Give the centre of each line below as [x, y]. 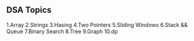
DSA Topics [29, 10]
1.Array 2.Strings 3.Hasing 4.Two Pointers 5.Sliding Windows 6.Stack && [97, 24]
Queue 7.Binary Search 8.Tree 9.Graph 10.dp [62, 31]
